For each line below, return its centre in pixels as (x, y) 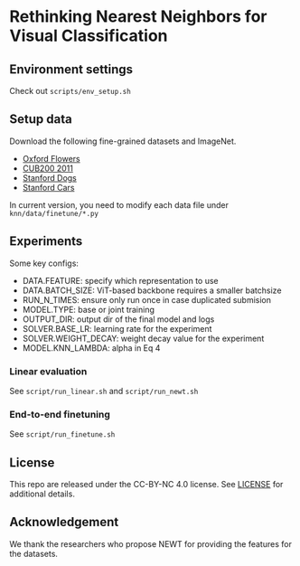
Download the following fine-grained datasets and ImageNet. (123, 141)
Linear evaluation (48, 371)
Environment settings (71, 69)
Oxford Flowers (51, 158)
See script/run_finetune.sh (62, 434)
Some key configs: (44, 263)
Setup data (41, 119)
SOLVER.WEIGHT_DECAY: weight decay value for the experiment (143, 338)
